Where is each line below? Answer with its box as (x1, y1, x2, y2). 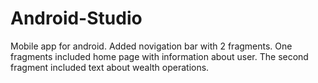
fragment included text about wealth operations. (10, 61, 210, 73)
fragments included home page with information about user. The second (10, 50, 309, 62)
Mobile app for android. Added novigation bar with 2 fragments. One (10, 40, 293, 52)
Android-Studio (10, 7, 143, 30)
